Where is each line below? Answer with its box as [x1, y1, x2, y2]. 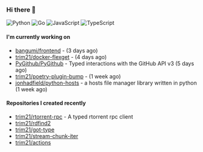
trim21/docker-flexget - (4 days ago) [15, 53, 107, 60]
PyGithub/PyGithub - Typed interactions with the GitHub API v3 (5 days [15, 60, 194, 67]
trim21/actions [15, 139, 51, 146]
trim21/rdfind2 [15, 119, 51, 126]
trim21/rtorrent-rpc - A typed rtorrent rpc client [15, 112, 134, 120]
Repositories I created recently [6, 100, 87, 107]
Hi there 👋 [6, 5, 37, 14]
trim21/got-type [15, 126, 55, 133]
